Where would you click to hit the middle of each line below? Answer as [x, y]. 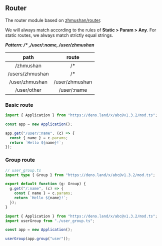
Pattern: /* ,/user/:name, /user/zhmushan [50, 45]
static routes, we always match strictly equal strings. [59, 35]
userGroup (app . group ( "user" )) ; [38, 239]
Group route [20, 160]
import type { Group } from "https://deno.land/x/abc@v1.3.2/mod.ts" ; [80, 175]
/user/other [28, 90]
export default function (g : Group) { [45, 184]
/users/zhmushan [28, 73]
